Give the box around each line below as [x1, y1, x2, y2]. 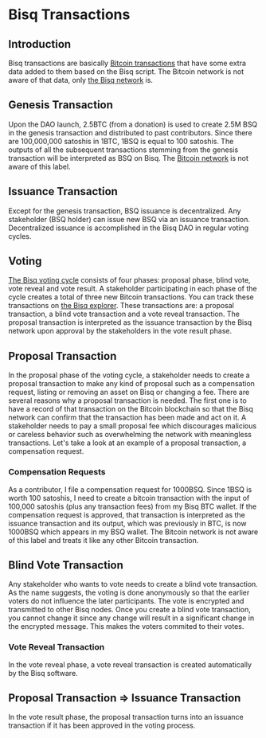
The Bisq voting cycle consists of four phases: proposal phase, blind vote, [8, 275, 251, 285]
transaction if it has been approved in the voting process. [8, 720, 196, 730]
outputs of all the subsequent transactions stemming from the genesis [8, 145, 239, 154]
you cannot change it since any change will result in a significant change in [8, 613, 255, 623]
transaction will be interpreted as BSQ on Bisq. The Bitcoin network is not [8, 153, 249, 162]
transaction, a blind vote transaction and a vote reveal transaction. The [8, 309, 241, 319]
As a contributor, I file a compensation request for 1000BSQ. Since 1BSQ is [8, 484, 252, 494]
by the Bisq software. [8, 668, 78, 677]
